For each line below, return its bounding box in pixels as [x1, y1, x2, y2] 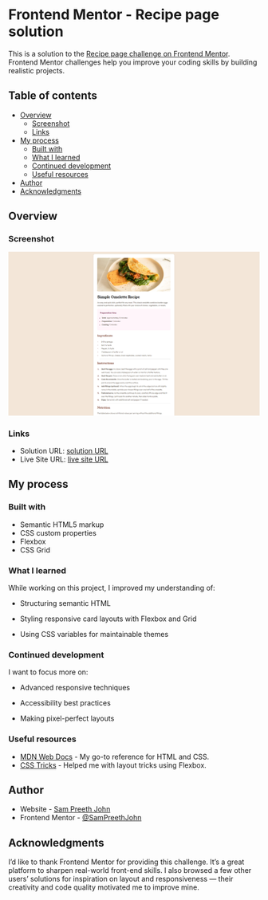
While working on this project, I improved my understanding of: [8, 584, 215, 592]
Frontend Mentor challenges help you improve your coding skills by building [8, 57, 258, 67]
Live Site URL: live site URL [19, 454, 109, 464]
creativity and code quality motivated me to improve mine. [8, 882, 199, 892]
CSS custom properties [19, 528, 97, 537]
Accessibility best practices [19, 698, 112, 708]
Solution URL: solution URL [19, 446, 109, 456]
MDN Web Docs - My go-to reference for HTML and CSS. [19, 752, 210, 761]
